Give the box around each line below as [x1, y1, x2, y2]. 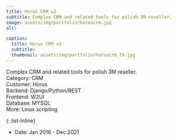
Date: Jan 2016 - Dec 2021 [14, 128, 79, 135]
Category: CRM [6, 74, 44, 81]
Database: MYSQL [6, 99, 51, 106]
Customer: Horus [6, 81, 48, 88]
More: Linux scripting [6, 105, 58, 112]
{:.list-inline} [6, 117, 36, 124]
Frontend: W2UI [6, 93, 45, 100]
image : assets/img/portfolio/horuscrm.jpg [6, 19, 112, 25]
